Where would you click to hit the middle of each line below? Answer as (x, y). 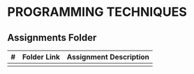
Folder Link (41, 57)
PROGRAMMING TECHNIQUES (97, 12)
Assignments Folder (52, 38)
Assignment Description (108, 57)
